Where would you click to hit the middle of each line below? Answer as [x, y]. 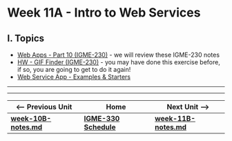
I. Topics [26, 38]
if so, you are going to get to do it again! [74, 69]
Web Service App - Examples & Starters [74, 77]
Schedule [100, 127]
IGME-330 [102, 119]
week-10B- [31, 119]
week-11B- [175, 119]
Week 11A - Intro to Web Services [104, 13]
